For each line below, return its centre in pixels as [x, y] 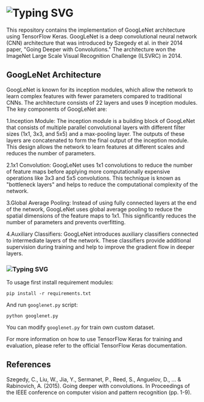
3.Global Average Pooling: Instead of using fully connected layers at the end [101, 203]
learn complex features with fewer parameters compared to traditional [94, 96]
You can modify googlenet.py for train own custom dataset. [81, 327]
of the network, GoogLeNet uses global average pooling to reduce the [94, 209]
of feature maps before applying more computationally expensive [88, 171]
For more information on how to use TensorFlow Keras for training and [94, 339]
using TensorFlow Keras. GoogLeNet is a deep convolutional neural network [102, 36]
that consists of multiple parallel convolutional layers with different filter [96, 127]
